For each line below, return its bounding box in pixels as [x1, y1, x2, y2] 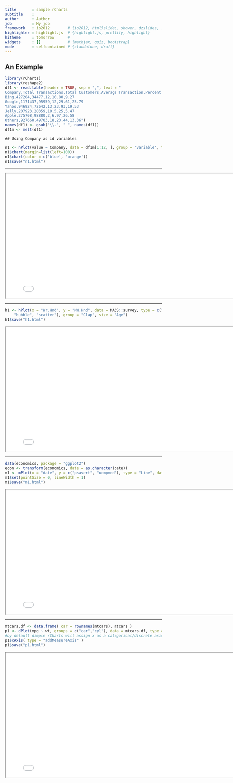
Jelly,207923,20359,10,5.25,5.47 [5, 108, 75, 114]
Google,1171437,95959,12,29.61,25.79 [5, 99, 84, 104]
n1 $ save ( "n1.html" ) [5, 159, 46, 164]
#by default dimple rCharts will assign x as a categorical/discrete [5, 633, 153, 638]
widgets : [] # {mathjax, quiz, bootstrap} [5, 40, 130, 45]
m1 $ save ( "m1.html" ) [5, 480, 46, 485]
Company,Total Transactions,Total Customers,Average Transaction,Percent [5, 90, 162, 95]
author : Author [5, 16, 50, 21]
